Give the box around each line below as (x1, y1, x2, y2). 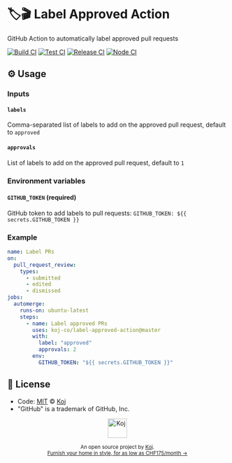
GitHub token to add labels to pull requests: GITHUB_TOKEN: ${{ (7, 209, 187, 217)
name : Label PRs (7, 249, 55, 256)
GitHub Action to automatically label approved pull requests (7, 34, 179, 43)
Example (7, 233, 38, 242)
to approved (7, 128, 41, 137)
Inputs (7, 89, 30, 99)
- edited (25, 281, 52, 288)
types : (20, 268, 39, 275)
